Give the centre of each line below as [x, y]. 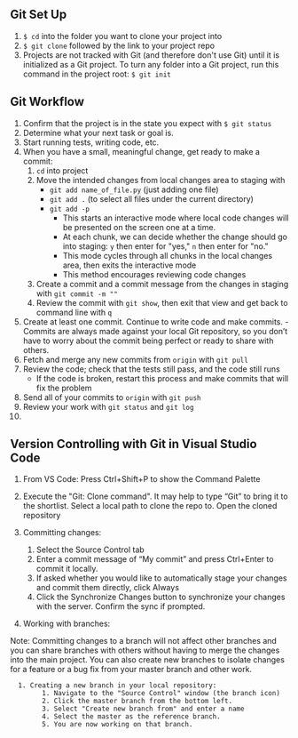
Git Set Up [39, 15]
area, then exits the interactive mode [129, 265]
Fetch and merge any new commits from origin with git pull [136, 359]
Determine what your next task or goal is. [98, 132]
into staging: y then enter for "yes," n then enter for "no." [165, 246]
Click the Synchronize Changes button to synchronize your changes [161, 597]
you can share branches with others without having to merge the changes [145, 650]
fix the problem [64, 388]
